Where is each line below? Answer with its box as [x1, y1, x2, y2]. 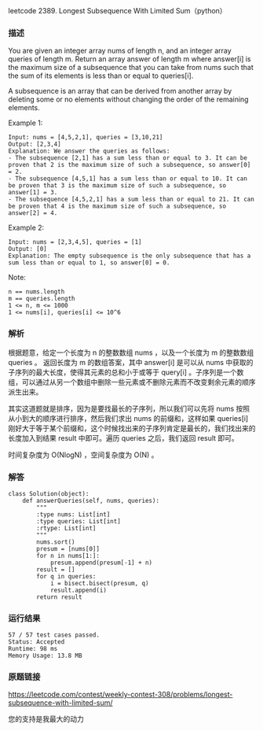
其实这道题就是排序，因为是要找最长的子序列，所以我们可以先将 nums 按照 [8, 404, 250, 413]
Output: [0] [8, 246, 47, 253]
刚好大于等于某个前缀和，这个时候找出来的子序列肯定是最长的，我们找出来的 [8, 423, 256, 433]
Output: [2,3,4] [8, 140, 61, 149]
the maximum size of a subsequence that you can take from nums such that [8, 63, 254, 72]
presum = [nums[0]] [36, 545, 100, 552]
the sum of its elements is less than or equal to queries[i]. [8, 71, 194, 80]
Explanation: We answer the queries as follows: [8, 147, 170, 155]
